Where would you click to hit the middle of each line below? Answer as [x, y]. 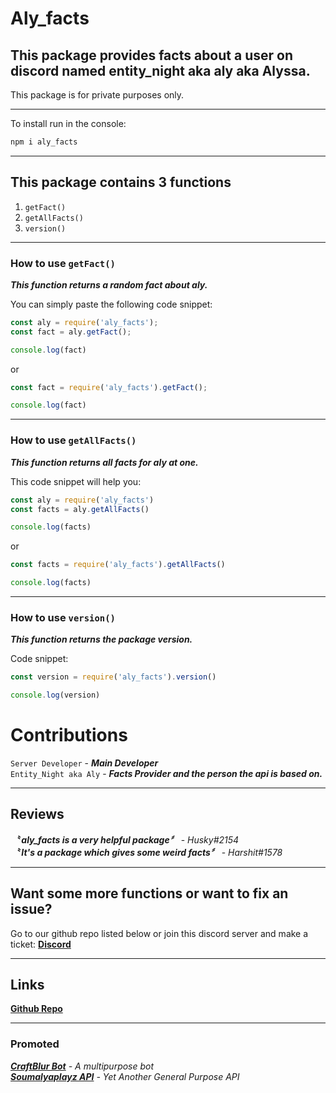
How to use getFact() [63, 263]
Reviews [37, 814]
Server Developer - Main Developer [84, 763]
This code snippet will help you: [76, 481]
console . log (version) [55, 695]
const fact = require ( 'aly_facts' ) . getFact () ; [109, 387]
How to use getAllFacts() [73, 440]
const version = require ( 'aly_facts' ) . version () [113, 677]
